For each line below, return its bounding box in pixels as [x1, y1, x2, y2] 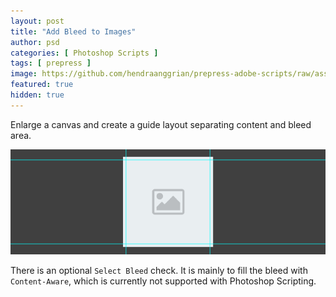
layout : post [10, 16, 65, 26]
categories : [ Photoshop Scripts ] [10, 48, 159, 58]
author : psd [10, 37, 60, 47]
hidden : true [10, 90, 65, 100]
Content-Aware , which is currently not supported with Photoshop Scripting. [10, 275, 317, 287]
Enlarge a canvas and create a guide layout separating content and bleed [10, 118, 312, 130]
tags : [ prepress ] [10, 58, 92, 69]
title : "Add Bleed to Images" [10, 26, 137, 37]
